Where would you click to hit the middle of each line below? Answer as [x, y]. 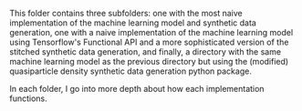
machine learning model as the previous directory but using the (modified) [149, 61]
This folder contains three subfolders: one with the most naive [126, 13]
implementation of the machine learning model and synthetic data [133, 23]
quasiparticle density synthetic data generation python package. [131, 71]
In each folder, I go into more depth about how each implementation [137, 89]
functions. [28, 98]
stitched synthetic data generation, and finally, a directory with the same [145, 52]
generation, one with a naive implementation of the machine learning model [151, 32]
